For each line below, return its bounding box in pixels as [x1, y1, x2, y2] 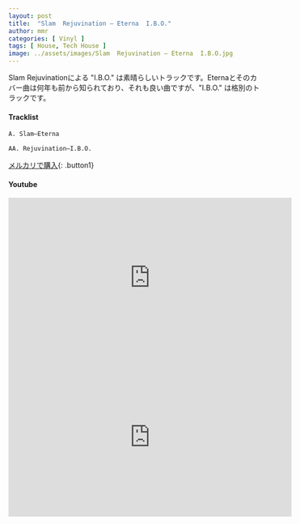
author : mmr [8, 27, 49, 35]
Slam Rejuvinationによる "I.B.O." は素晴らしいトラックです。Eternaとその [8, 73, 251, 82]
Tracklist [8, 112, 39, 121]
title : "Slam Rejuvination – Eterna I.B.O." [8, 19, 172, 28]
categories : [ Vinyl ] [8, 34, 85, 43]
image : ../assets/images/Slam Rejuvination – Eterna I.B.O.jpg [8, 49, 233, 58]
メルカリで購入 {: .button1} [8, 160, 95, 170]
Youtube [8, 179, 38, 189]
